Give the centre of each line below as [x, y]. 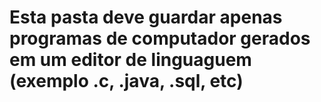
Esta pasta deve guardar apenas [146, 17]
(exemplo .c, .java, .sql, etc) [126, 81]
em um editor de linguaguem [130, 60]
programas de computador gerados [160, 38]
